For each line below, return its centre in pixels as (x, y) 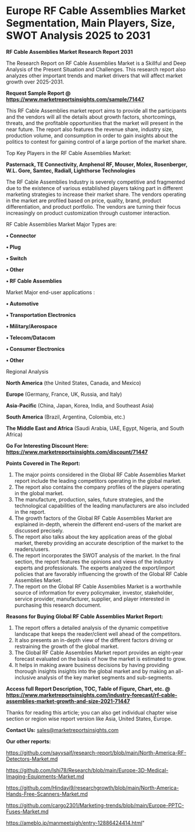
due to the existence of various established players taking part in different (95, 188)
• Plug (14, 247)
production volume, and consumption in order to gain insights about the (92, 135)
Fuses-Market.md (27, 812)
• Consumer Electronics (36, 348)
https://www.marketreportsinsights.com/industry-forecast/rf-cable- (92, 695)
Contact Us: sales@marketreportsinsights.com (63, 730)
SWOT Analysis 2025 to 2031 (78, 36)
